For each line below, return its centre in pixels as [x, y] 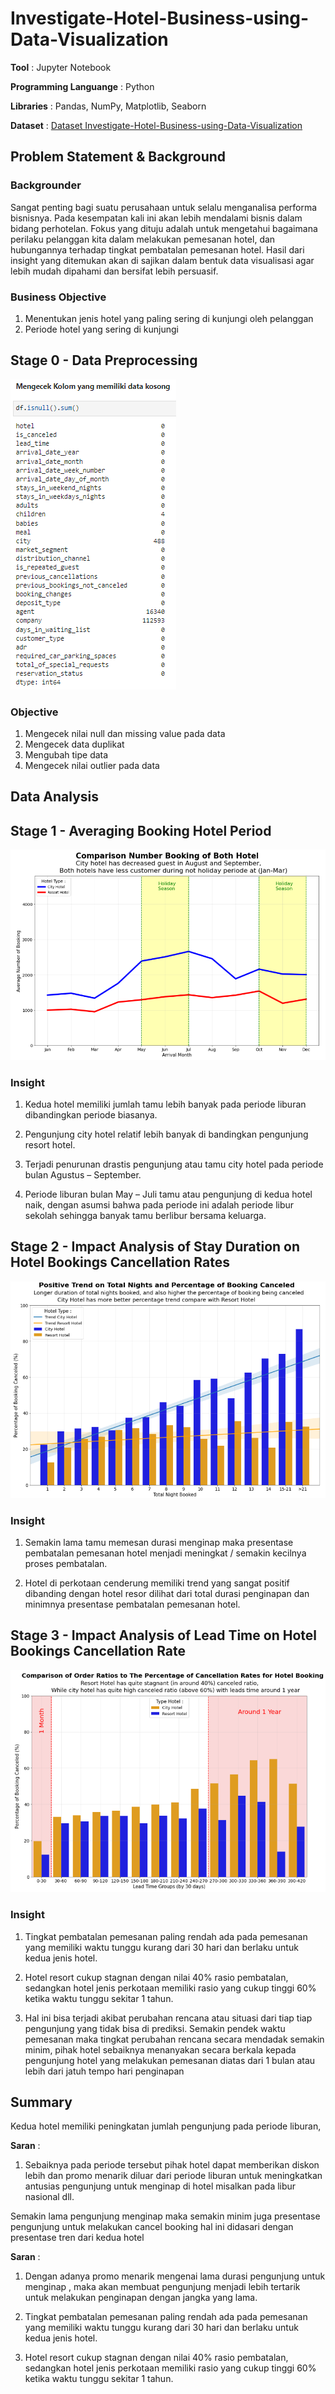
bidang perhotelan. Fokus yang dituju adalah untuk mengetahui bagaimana [164, 228]
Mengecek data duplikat [74, 744]
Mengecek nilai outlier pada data [92, 766]
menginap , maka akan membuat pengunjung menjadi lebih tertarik [162, 2287]
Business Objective [58, 297]
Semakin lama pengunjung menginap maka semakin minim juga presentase [165, 2216]
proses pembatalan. [66, 1563]
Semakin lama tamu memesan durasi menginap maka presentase [159, 1542]
